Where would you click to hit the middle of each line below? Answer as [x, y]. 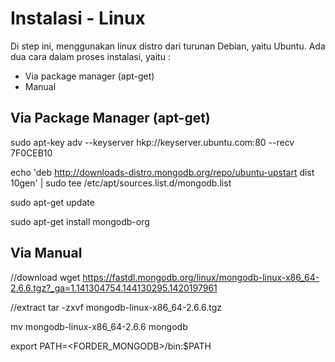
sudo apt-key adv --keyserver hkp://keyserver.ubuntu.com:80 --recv [152, 142]
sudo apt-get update [52, 202]
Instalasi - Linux [78, 18]
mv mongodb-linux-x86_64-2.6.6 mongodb [99, 326]
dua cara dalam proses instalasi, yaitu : [90, 56]
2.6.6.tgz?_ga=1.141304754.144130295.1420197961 [114, 288]
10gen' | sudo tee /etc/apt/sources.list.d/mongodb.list [121, 183]
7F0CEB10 [31, 153]
